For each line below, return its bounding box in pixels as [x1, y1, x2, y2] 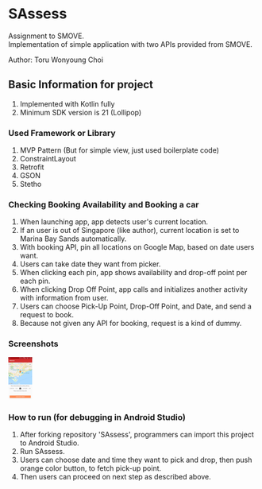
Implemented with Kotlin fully [19, 99, 115, 108]
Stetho [19, 180, 42, 189]
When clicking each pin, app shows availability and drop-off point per [19, 268, 248, 277]
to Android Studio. [19, 438, 79, 448]
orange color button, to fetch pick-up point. [19, 464, 162, 473]
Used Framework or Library [8, 127, 117, 138]
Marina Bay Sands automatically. [19, 234, 127, 243]
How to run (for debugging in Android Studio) [8, 411, 187, 422]
